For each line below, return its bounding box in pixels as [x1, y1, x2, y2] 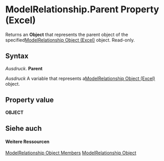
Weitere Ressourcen [5, 138, 50, 145]
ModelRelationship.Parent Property [5, 4, 159, 15]
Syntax [5, 52, 29, 61]
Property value [5, 96, 54, 105]
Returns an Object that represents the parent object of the [5, 31, 128, 37]
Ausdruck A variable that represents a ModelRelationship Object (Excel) [5, 75, 155, 82]
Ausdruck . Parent [5, 65, 43, 71]
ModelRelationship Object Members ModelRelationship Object [5, 150, 137, 156]
